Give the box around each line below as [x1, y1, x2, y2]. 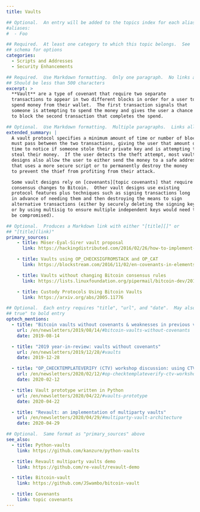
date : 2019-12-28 [17, 354, 60, 361]
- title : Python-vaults [11, 442, 70, 448]
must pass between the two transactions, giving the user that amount [11, 141, 190, 147]
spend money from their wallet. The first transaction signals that [11, 102, 187, 108]
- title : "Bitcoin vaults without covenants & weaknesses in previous [11, 322, 190, 328]
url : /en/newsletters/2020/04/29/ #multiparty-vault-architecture [17, 415, 183, 421]
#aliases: [6, 25, 31, 31]
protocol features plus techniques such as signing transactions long [11, 190, 190, 196]
